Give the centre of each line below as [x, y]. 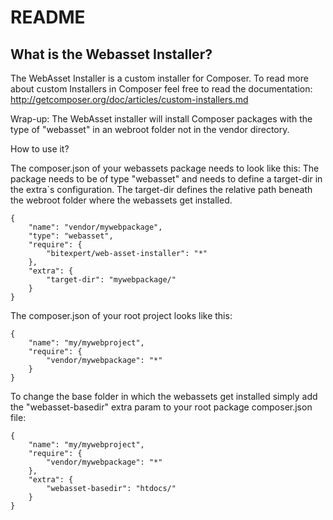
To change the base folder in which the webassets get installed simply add [164, 396]
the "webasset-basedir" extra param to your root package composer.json [161, 407]
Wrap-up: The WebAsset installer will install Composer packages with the [161, 119]
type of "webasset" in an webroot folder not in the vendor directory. [150, 129]
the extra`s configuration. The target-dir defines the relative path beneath [161, 189]
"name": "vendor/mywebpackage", [95, 227]
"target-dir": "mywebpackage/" [111, 280]
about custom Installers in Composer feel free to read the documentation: [161, 89]
